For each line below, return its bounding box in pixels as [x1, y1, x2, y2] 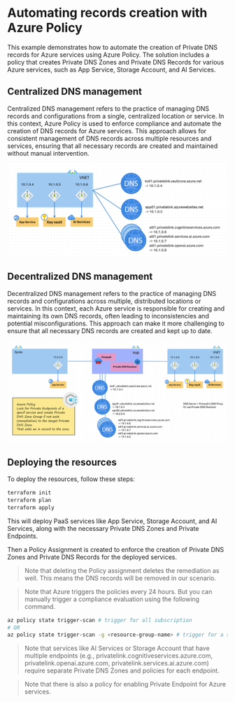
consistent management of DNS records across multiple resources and [7, 134, 212, 142]
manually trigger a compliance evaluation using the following [24, 595, 200, 603]
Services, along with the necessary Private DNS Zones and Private [7, 524, 199, 532]
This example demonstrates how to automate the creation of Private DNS [7, 43, 218, 51]
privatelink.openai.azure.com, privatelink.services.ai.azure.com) [24, 659, 210, 668]
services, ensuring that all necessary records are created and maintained [7, 142, 218, 150]
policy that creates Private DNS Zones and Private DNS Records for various [7, 58, 225, 66]
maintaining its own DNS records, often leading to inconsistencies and [7, 311, 210, 320]
